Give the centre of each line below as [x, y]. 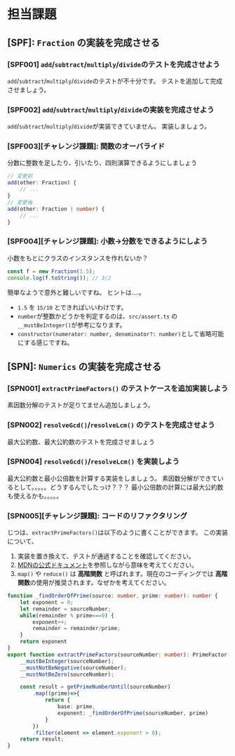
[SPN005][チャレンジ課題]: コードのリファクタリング [98, 515]
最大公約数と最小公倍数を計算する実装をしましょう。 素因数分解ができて [113, 478]
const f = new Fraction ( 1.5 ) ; [52, 271]
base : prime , [76, 707]
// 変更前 [20, 177]
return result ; [42, 739]
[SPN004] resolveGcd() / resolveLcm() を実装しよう [94, 461]
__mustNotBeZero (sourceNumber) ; [67, 674]
